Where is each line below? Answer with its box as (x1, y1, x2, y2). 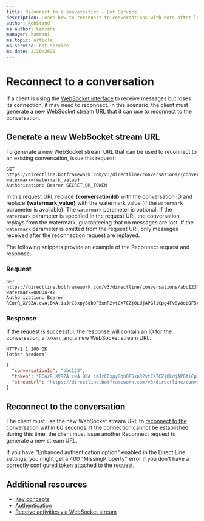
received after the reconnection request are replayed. (6, 232, 140, 239)
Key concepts (15, 495, 50, 503)
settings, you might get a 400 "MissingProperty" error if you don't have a (6, 455, 189, 463)
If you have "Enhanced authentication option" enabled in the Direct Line (6, 449, 186, 456)
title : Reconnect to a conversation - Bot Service (6, 9, 137, 15)
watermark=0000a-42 (6, 289, 56, 295)
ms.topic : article (6, 37, 53, 43)
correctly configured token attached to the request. (6, 461, 135, 469)
